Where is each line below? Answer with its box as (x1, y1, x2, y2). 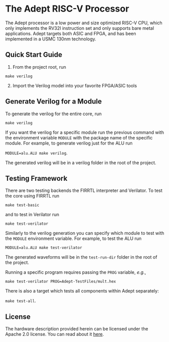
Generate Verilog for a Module (5, 97, 102, 106)
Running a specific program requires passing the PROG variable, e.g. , (5, 269, 146, 275)
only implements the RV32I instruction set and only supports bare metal (5, 25, 154, 31)
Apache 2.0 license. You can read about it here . (5, 331, 104, 337)
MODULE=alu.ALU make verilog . (5, 150, 68, 156)
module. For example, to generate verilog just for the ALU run (5, 140, 133, 146)
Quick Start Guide (5, 51, 63, 59)
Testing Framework (5, 174, 68, 182)
